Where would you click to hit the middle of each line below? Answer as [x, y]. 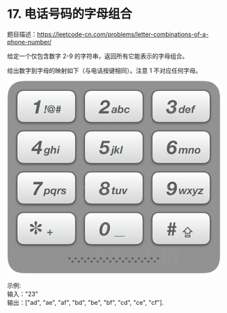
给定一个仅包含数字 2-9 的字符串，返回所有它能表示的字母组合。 [98, 56]
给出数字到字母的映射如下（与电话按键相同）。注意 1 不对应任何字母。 [104, 70]
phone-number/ [29, 42]
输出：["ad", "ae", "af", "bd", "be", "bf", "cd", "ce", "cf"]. [85, 302]
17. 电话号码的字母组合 [69, 14]
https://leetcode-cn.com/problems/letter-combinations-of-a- [123, 34]
